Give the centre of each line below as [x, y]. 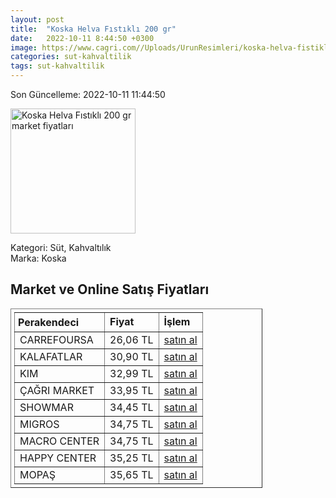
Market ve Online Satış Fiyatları [110, 289]
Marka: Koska [38, 258]
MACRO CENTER [59, 441]
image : [24, 47]
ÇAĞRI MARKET [57, 390]
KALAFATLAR [51, 356]
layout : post [37, 19]
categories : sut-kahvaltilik [71, 57]
